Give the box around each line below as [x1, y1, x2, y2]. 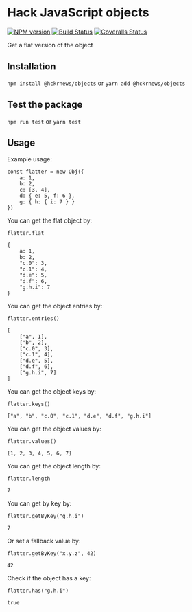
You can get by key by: [7, 499, 72, 508]
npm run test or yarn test [7, 117, 81, 125]
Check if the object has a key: [7, 574, 91, 582]
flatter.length [7, 475, 51, 482]
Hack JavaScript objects [7, 5, 149, 21]
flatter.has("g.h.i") [7, 587, 69, 595]
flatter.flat [7, 230, 45, 237]
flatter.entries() [7, 315, 60, 322]
